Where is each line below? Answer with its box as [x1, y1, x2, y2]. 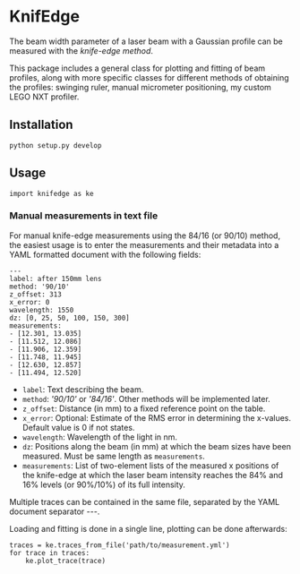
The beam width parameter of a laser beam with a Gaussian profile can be [9, 36, 284, 47]
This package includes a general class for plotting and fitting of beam [9, 63, 266, 73]
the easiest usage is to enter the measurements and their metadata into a [9, 239, 279, 250]
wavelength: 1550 [9, 305, 74, 314]
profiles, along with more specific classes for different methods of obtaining [9, 72, 289, 82]
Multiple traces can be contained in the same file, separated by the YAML [9, 496, 280, 507]
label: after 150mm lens [9, 274, 102, 283]
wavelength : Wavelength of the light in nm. [21, 432, 177, 442]
